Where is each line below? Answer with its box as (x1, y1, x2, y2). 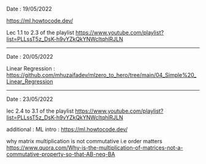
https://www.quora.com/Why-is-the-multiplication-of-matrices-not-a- (6, 144, 183, 151)
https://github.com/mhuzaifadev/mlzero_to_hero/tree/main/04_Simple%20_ (6, 72, 197, 78)
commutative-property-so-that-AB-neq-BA (6, 151, 115, 158)
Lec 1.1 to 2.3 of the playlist (6, 29, 75, 36)
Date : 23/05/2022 (6, 95, 53, 103)
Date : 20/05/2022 (6, 53, 53, 60)
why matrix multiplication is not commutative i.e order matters (6, 138, 162, 144)
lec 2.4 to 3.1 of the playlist (6, 107, 74, 114)
